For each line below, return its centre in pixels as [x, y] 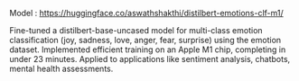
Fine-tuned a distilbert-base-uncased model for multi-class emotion [136, 30]
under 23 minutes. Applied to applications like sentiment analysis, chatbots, [150, 59]
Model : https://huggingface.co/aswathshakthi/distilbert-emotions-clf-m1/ [146, 13]
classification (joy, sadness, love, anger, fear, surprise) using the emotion [145, 40]
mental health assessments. [61, 68]
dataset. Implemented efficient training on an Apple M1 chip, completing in [148, 49]
